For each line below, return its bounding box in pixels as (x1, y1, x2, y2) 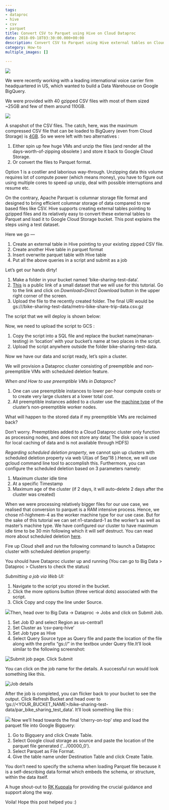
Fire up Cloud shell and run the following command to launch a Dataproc (5, 543, 155, 549)
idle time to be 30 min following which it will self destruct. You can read (5, 528, 153, 534)
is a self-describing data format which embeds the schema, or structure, (5, 769, 156, 775)
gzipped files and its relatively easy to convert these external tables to (5, 210, 151, 217)
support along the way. (5, 789, 53, 795)
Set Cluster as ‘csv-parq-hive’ (12, 624, 74, 630)
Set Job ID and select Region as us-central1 (12, 619, 103, 625)
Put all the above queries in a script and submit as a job (12, 257, 127, 263)
